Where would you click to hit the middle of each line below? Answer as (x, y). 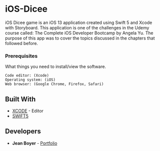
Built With (20, 99)
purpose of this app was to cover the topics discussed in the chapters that (80, 38)
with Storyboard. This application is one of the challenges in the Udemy (77, 27)
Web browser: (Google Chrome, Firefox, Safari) (55, 84)
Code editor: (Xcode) (27, 76)
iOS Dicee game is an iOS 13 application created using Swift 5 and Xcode (79, 22)
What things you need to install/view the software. (56, 66)
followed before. (22, 43)
